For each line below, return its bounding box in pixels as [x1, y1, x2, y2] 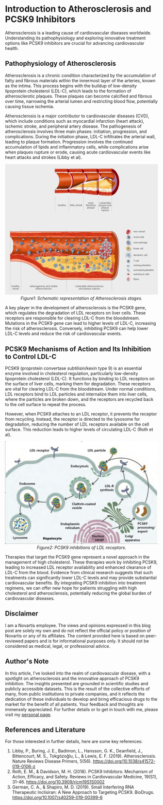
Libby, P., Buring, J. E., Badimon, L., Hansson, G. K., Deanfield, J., [12, 748, 143, 754]
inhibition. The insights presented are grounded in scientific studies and [5, 680, 148, 686]
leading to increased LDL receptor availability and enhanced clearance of [5, 564, 152, 570]
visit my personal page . [5, 711, 52, 717]
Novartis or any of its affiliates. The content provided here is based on [5, 633, 145, 638]
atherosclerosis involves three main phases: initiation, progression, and [5, 128, 147, 134]
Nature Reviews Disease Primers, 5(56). [12, 758, 92, 764]
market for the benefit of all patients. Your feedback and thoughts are [5, 701, 144, 707]
